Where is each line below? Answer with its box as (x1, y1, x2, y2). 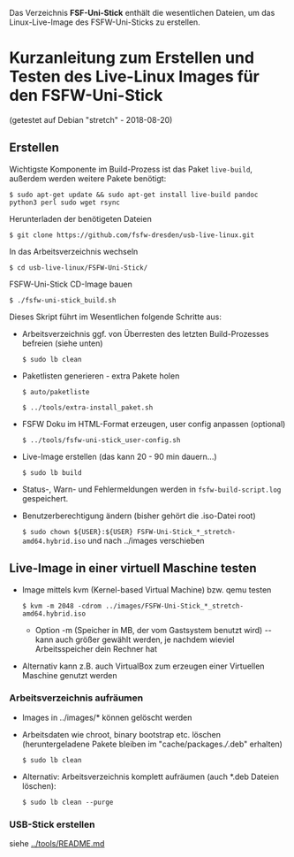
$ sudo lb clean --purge (21, 798, 114, 807)
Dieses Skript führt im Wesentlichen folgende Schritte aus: (9, 311, 222, 322)
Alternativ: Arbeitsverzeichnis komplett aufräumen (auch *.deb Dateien (21, 771, 280, 782)
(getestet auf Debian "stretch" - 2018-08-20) (9, 114, 173, 125)
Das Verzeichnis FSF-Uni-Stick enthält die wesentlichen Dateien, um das (9, 8, 275, 18)
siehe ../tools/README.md (9, 838, 105, 849)
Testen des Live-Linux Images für (9, 66, 260, 87)
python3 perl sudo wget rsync (9, 198, 121, 207)
